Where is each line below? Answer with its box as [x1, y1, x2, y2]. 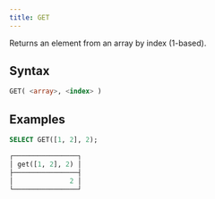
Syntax [9, 63, 50, 79]
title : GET [9, 12, 50, 22]
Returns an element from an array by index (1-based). [9, 37, 207, 48]
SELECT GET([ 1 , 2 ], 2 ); [9, 136, 99, 145]
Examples [9, 112, 65, 127]
